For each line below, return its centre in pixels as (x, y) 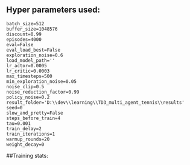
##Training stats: (27, 155)
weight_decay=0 (25, 144)
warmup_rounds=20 (28, 139)
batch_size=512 (25, 23)
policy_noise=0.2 (28, 97)
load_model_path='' (31, 60)
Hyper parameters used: (53, 10)
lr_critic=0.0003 (28, 71)
